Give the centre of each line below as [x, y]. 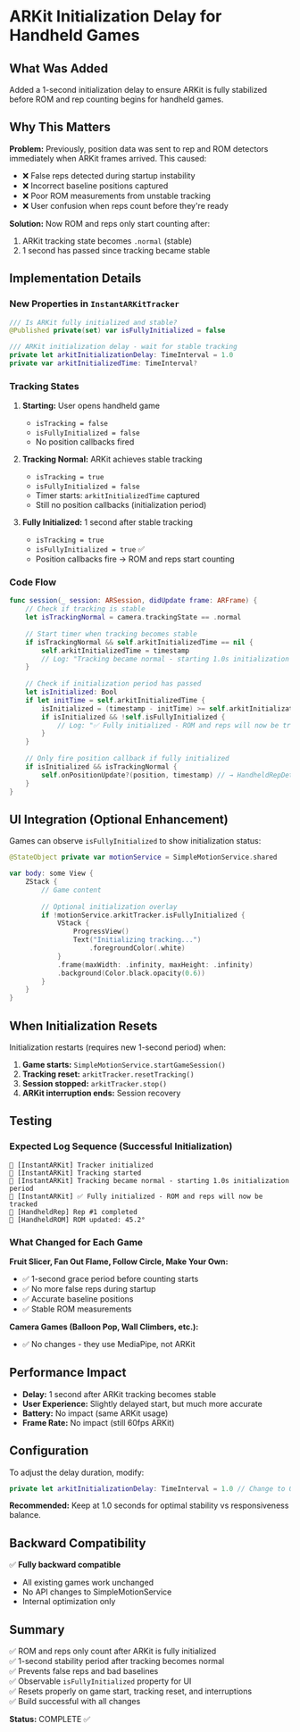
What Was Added [59, 68]
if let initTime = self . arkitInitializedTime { [115, 700]
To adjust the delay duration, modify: [77, 1472]
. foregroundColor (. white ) [137, 948]
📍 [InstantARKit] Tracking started [75, 1173]
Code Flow [33, 582]
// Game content [71, 890]
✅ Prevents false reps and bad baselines [84, 1671]
